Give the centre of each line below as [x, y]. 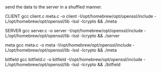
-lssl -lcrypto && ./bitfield [96, 65]
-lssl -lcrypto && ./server [95, 36]
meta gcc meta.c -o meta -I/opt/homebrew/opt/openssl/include [68, 45]
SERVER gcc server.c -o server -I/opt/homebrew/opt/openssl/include [74, 30]
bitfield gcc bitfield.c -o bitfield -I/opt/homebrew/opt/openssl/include [74, 59]
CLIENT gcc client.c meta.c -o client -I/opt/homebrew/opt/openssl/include [79, 16]
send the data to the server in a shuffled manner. [54, 7]
